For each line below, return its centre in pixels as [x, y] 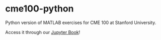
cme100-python [39, 9]
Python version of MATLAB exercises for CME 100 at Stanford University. [81, 22]
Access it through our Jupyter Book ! [43, 32]
